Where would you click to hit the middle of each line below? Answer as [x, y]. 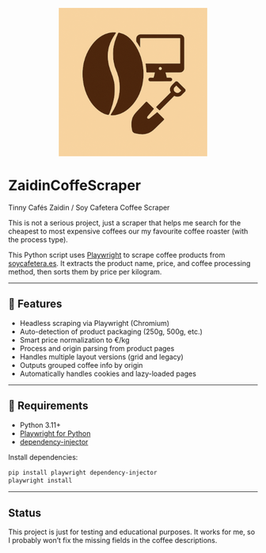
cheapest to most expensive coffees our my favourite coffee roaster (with [128, 231]
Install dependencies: [43, 457]
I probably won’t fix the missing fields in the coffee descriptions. [113, 540]
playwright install [40, 481]
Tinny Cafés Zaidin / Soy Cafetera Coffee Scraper [89, 207]
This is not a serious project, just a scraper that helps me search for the [125, 222]
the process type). [38, 239]
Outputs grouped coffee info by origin [81, 365]
